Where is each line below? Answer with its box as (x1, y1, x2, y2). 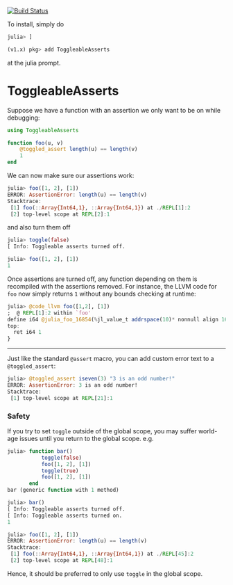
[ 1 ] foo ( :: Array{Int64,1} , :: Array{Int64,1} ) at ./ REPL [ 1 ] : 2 (10, 204, 191, 211)
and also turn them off (7, 223, 71, 232)
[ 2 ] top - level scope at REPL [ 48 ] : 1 (10, 557, 113, 564)
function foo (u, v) (7, 139, 64, 146)
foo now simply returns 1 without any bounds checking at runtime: (7, 289, 196, 298)
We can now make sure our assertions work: (7, 171, 135, 180)
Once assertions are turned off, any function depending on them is (7, 275, 198, 283)
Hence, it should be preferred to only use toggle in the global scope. (7, 569, 203, 577)
